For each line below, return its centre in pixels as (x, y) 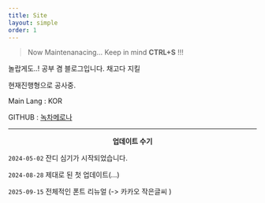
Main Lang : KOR (35, 101)
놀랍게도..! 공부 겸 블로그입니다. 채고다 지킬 (74, 68)
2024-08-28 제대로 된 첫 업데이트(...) (64, 175)
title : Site (28, 15)
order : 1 (22, 30)
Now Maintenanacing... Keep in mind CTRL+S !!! (105, 53)
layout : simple (33, 23)
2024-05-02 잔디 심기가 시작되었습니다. (68, 158)
